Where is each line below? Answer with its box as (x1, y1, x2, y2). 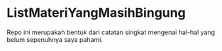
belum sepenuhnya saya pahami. (6, 35, 104, 43)
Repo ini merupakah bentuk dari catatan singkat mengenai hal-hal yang (6, 28, 216, 36)
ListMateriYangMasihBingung (6, 5, 186, 21)
